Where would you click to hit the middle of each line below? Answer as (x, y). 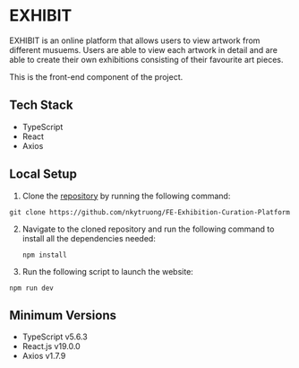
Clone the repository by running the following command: (126, 196)
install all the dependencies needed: (89, 238)
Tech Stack (41, 105)
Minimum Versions (63, 315)
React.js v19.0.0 (51, 346)
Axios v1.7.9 (44, 356)
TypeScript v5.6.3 (55, 337)
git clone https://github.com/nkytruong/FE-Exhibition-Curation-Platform (150, 212)
